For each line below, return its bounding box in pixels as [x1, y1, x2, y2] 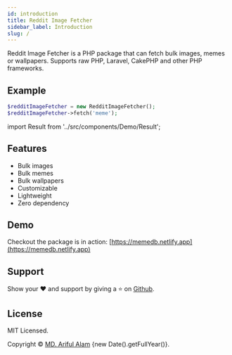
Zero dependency [17, 198, 70, 207]
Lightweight [17, 191, 52, 200]
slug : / [7, 30, 30, 37]
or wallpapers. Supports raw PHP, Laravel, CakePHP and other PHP [7, 57, 202, 65]
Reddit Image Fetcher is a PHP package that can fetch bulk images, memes [7, 49, 225, 58]
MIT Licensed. [7, 326, 49, 335]
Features [7, 143, 47, 155]
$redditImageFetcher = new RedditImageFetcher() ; [7, 103, 156, 110]
